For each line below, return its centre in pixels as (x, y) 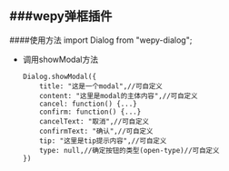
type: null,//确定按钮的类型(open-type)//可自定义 (129, 150)
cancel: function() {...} (89, 104)
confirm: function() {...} (90, 112)
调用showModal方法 (60, 59)
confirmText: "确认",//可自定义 (96, 131)
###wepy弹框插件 (61, 16)
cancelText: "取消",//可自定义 (95, 121)
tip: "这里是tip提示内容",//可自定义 (103, 141)
